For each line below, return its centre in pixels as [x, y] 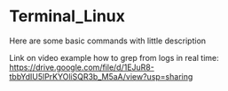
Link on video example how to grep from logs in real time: [114, 57]
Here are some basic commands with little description [108, 41]
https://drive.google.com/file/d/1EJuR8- [82, 67]
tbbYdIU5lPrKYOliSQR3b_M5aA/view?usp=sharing [101, 76]
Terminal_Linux [67, 16]
